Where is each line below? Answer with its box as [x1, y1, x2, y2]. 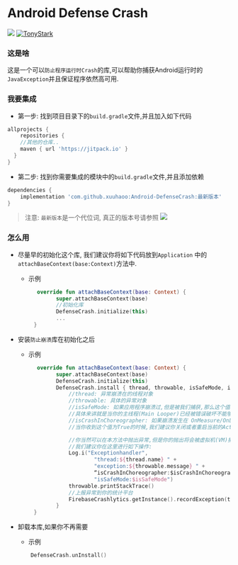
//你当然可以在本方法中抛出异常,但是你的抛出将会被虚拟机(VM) [68, 436, 228, 444]
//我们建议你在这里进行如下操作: [68, 443, 152, 450]
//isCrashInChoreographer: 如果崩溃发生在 [68, 417, 188, 424]
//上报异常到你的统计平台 [68, 489, 133, 496]
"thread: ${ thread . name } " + [93, 456, 177, 464]
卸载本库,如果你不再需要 [17, 522, 89, 531]
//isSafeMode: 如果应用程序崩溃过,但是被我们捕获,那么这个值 [68, 404, 230, 411]
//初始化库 [55, 301, 84, 309]
